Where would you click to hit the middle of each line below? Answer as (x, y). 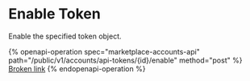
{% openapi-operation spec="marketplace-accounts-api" (104, 51)
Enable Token (54, 14)
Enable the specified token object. (65, 36)
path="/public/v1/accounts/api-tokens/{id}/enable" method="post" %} (125, 60)
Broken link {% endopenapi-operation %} (77, 68)
